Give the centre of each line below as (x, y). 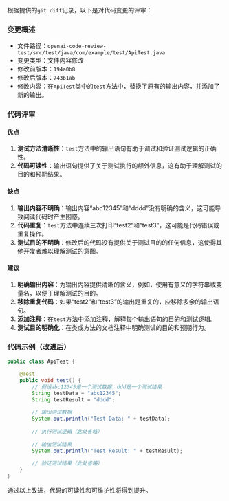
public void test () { (50, 380)
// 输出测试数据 (52, 412)
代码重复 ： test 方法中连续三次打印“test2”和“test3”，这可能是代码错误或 (118, 225)
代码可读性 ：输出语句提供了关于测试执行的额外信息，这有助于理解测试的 (119, 166)
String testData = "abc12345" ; (77, 393)
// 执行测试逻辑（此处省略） (67, 432)
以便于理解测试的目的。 (68, 293)
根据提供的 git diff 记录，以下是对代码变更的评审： (80, 10)
